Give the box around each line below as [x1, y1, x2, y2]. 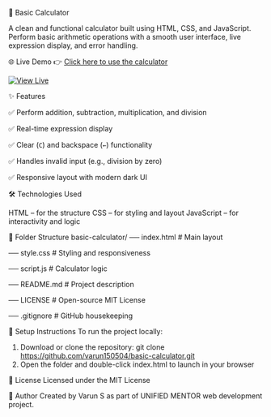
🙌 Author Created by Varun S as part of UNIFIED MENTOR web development [8, 391, 263, 401]
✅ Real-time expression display [8, 124, 113, 133]
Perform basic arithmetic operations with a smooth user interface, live [8, 32, 241, 41]
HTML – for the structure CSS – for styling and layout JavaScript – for [8, 208, 239, 217]
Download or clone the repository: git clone [19, 342, 165, 352]
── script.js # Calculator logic [8, 264, 108, 273]
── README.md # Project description [8, 280, 135, 289]
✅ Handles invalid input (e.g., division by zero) [8, 157, 163, 166]
